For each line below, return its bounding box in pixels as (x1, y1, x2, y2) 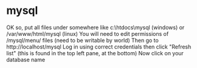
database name (6, 56, 46, 63)
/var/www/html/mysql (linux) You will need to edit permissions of (6, 30, 169, 37)
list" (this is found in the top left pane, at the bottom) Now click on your (6, 49, 184, 56)
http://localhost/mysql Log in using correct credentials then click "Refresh (6, 43, 192, 50)
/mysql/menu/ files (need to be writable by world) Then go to (6, 36, 159, 44)
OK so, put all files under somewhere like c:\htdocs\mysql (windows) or (6, 24, 185, 31)
